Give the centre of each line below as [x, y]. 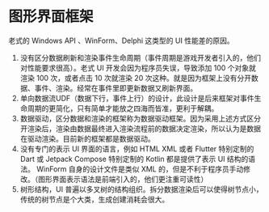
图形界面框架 [51, 17]
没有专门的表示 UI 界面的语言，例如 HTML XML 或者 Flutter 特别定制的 [137, 148]
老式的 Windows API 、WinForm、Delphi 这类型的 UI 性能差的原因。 [121, 40]
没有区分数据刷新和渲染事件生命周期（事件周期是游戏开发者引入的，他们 [140, 57]
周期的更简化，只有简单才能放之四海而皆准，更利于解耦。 [123, 108]
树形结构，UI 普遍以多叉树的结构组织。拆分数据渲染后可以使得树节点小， [141, 189]
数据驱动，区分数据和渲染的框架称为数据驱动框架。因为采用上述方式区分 [140, 118]
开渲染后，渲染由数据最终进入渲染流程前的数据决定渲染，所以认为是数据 [140, 128]
